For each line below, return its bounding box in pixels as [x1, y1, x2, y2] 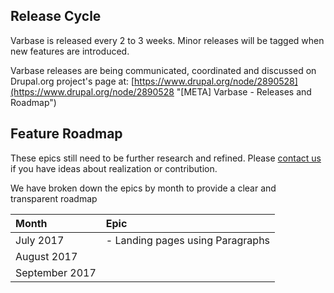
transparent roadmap [10, 192, 98, 204]
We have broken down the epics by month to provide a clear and [10, 182, 277, 194]
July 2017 [15, 233, 65, 247]
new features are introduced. [10, 45, 130, 57]
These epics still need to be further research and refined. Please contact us [10, 152, 322, 164]
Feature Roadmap [10, 125, 123, 143]
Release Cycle [10, 8, 102, 25]
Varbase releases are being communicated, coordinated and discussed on [10, 64, 317, 76]
